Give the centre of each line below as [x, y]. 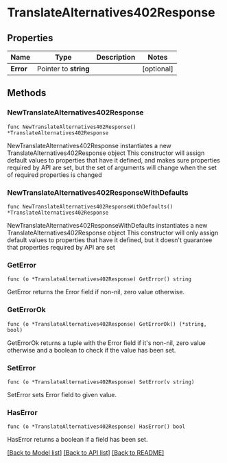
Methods [27, 93]
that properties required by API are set [61, 247]
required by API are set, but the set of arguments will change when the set [112, 167]
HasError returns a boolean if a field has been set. [77, 440]
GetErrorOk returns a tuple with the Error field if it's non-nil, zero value [106, 343]
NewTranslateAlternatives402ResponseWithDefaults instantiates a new [107, 225]
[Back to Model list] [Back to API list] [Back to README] [86, 453]
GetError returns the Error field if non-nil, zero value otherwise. [96, 292]
